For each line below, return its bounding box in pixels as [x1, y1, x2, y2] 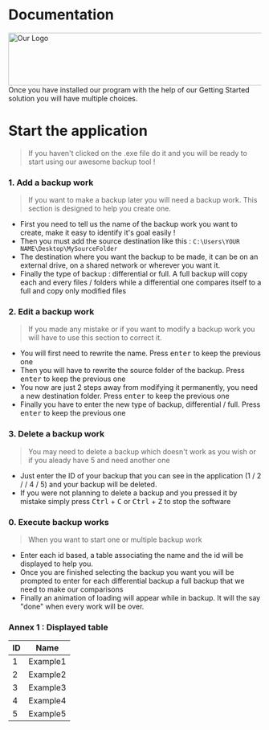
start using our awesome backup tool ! [27, 157, 156, 166]
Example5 [28, 708, 67, 720]
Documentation [8, 6, 115, 24]
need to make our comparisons [19, 584, 124, 594]
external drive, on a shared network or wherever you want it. [19, 260, 221, 270]
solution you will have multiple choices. [8, 93, 138, 103]
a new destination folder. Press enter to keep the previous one [19, 392, 230, 401]
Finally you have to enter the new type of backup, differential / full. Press [19, 400, 261, 409]
